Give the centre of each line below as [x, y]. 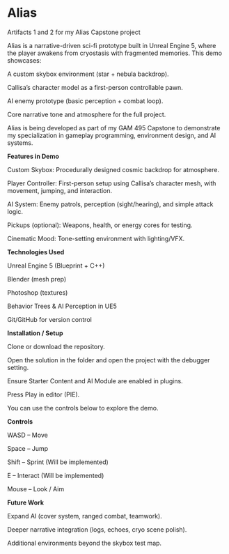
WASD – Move [28, 435]
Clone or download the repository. [56, 346]
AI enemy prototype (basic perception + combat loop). [85, 101]
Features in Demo [33, 156]
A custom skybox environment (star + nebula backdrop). [88, 74]
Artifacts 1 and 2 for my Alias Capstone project [74, 32]
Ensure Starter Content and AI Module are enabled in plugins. [95, 380]
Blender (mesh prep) [37, 279]
